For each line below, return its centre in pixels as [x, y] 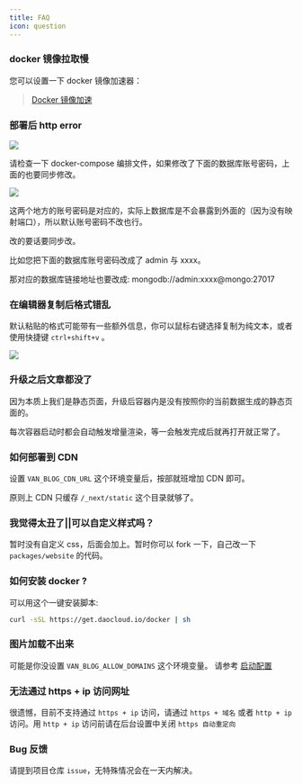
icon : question [38, 26]
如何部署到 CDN [44, 457]
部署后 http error [46, 125]
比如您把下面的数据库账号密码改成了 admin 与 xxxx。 [107, 260]
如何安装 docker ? [48, 581]
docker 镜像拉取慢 [49, 59]
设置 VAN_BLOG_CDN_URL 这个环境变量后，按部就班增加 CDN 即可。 [129, 478]
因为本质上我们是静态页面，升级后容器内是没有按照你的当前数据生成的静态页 [151, 401]
